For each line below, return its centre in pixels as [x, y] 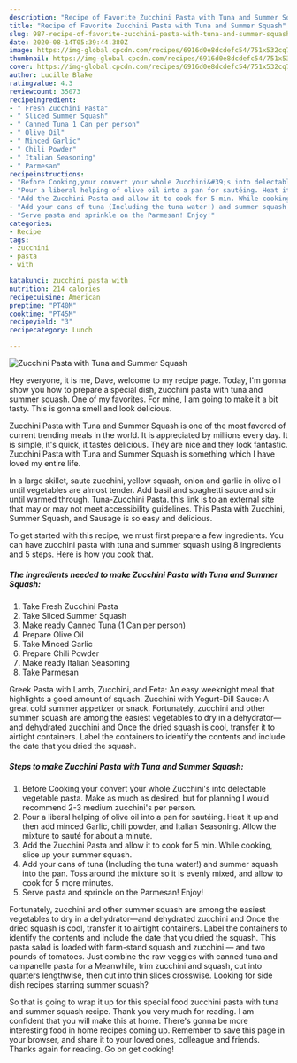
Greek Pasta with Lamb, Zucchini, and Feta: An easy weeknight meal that [142, 689]
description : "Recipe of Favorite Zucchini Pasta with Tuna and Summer [144, 17]
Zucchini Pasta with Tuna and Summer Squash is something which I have [142, 454]
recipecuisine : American [55, 297]
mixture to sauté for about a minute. [87, 835]
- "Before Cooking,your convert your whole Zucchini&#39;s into [130, 183]
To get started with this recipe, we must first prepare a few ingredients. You [147, 535]
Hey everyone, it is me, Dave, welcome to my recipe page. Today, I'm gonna [148, 380]
